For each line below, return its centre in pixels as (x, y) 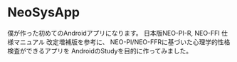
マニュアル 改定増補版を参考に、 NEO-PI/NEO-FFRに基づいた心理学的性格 (122, 42)
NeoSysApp (44, 12)
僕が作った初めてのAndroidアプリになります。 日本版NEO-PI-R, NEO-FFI (114, 33)
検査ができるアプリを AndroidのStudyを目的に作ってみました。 (100, 51)
